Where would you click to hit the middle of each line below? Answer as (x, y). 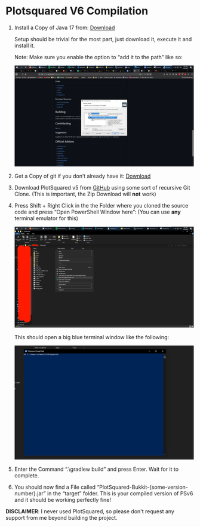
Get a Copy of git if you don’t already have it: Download (82, 176)
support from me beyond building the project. (61, 517)
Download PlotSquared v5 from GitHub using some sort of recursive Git (102, 188)
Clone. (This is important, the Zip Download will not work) (85, 194)
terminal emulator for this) (46, 218)
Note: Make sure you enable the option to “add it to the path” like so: (99, 57)
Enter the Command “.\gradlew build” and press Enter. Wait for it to (96, 469)
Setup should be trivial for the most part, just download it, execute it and (103, 39)
